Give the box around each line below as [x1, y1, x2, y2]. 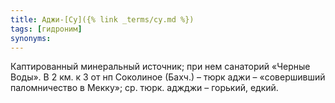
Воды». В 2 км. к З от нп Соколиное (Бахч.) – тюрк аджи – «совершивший [10, 71, 326, 83]
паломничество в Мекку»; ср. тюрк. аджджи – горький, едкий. [10, 82, 279, 94]
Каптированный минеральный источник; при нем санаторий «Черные [10, 61, 311, 73]
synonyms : [10, 33, 52, 43]
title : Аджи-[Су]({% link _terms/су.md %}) [10, 14, 195, 25]
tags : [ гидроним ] [10, 24, 83, 34]
